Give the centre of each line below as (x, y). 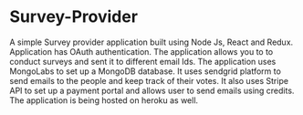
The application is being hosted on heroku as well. (104, 100)
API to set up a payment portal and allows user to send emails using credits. (152, 90)
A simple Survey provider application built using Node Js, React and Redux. (151, 42)
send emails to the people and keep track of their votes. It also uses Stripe (149, 80)
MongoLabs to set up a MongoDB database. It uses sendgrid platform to (145, 71)
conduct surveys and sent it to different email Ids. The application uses (143, 61)
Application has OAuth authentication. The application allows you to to (141, 51)
